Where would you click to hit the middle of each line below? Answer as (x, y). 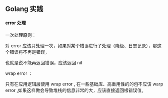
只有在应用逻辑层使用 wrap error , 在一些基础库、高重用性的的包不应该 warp (84, 84)
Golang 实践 (24, 9)
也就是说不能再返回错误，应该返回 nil (44, 62)
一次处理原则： (21, 35)
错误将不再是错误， (29, 52)
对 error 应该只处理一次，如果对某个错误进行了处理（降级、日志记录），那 (81, 45)
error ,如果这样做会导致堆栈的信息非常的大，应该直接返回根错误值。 (76, 90)
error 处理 (16, 23)
